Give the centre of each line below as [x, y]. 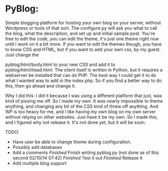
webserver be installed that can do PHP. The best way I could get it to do [81, 75]
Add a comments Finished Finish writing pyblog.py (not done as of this [86, 152]
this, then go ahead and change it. [41, 85]
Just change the [22, 55]
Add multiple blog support [39, 163]
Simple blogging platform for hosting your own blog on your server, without [83, 23]
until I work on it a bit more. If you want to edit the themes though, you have [83, 44]
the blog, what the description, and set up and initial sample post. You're [80, 33]
